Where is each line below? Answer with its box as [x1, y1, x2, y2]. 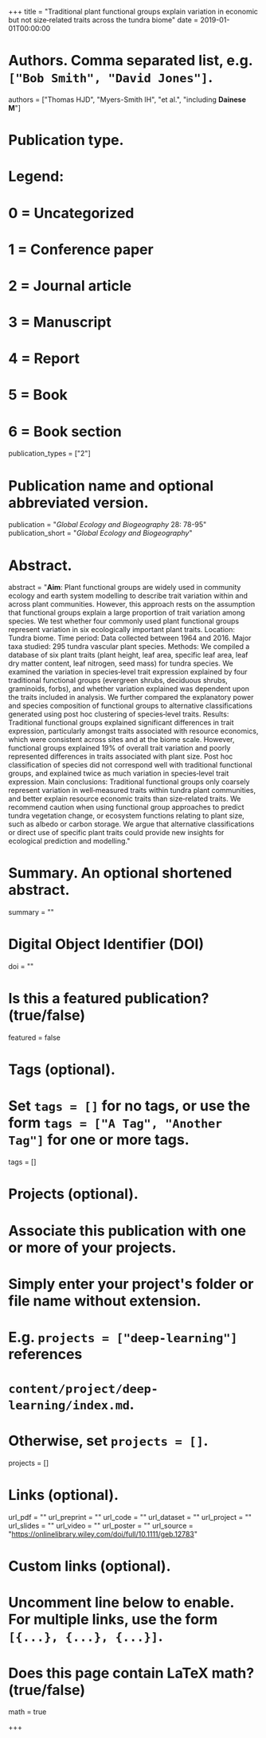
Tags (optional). [8, 1060, 115, 1079]
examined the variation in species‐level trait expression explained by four [8, 667, 248, 677]
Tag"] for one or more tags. [8, 1131, 190, 1149]
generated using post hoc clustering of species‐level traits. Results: [8, 709, 229, 719]
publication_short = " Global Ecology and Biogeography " [8, 529, 193, 538]
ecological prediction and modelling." [8, 836, 131, 846]
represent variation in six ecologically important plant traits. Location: [8, 625, 236, 635]
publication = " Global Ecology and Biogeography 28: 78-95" [8, 520, 207, 529]
